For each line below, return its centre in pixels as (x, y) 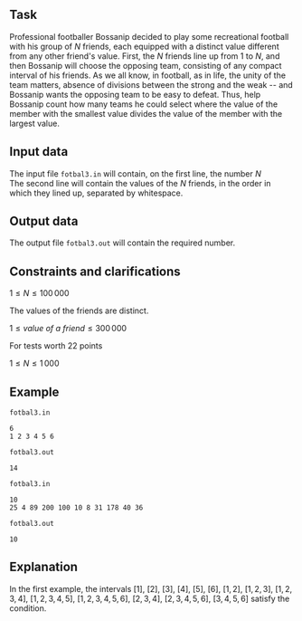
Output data (44, 221)
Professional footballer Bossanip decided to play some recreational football (149, 36)
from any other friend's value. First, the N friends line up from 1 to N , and (145, 56)
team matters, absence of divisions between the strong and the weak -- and (151, 84)
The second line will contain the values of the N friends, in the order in (140, 183)
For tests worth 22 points (56, 346)
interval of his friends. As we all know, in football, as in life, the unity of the (148, 75)
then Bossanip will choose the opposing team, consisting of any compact (146, 65)
